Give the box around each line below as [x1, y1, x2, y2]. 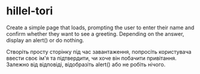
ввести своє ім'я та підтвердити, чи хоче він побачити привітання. [6, 54, 177, 61]
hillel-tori [6, 4, 53, 18]
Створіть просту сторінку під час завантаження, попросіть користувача [6, 48, 192, 55]
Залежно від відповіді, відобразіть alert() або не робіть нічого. [6, 61, 166, 68]
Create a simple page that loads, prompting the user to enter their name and [6, 24, 195, 31]
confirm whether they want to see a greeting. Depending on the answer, [6, 30, 184, 37]
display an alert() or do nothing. [6, 36, 84, 44]
